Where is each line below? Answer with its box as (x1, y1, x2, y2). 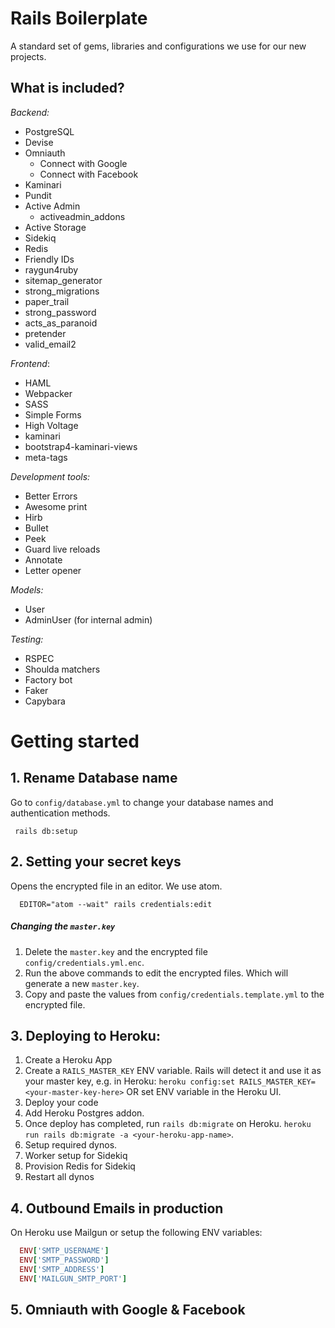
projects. (10, 50, 47, 62)
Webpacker (24, 387, 73, 399)
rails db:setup (14, 826, 78, 836)
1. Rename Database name (10, 770, 178, 787)
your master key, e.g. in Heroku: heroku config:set (24, 1075, 236, 1087)
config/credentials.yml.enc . (24, 956, 145, 968)
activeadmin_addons (39, 210, 126, 222)
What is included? (10, 80, 125, 97)
